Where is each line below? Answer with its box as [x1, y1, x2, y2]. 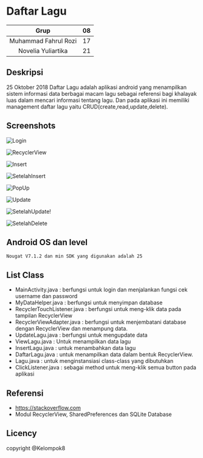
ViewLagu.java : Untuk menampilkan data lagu [15, 338, 131, 345]
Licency [6, 428, 38, 438]
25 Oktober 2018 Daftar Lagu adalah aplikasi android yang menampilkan [6, 84, 187, 91]
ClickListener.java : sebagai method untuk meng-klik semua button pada [15, 364, 196, 371]
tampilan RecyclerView [15, 312, 73, 320]
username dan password [15, 293, 78, 300]
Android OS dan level [6, 237, 88, 248]
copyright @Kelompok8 [6, 444, 66, 452]
